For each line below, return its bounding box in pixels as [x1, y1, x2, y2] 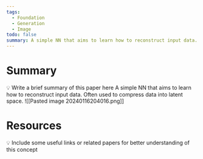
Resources [6, 119, 62, 133]
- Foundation [12, 15, 45, 21]
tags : [6, 9, 20, 15]
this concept [6, 146, 38, 153]
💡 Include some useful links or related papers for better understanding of [6, 139, 190, 146]
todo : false [6, 32, 37, 38]
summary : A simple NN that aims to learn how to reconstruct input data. [6, 37, 198, 43]
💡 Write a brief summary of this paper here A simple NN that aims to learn [6, 84, 192, 91]
